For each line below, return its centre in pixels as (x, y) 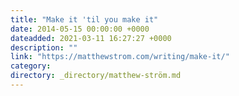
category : (31, 66)
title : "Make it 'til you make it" (84, 19)
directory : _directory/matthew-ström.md (96, 76)
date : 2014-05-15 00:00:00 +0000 (80, 29)
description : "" (44, 47)
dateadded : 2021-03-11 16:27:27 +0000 (91, 38)
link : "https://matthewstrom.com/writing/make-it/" (120, 57)
